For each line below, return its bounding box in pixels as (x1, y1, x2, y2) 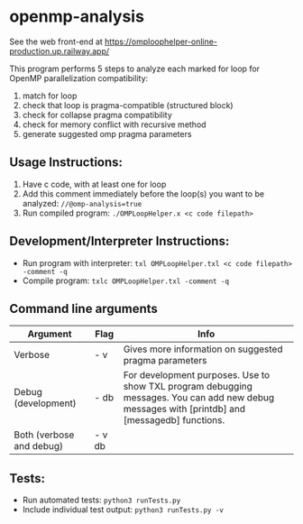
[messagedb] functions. (123, 414, 225, 427)
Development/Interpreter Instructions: (9, 234, 230, 249)
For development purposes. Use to (123, 369, 271, 382)
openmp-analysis (9, 6, 144, 27)
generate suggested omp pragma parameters (22, 128, 192, 139)
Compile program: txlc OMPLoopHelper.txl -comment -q (22, 275, 230, 286)
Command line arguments (9, 300, 158, 317)
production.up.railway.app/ (9, 45, 110, 56)
